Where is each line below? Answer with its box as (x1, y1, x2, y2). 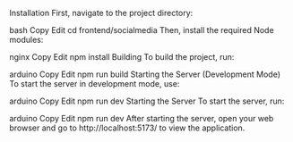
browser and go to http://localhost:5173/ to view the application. (9, 122, 246, 133)
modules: (9, 35, 44, 45)
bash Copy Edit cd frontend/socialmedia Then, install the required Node (9, 25, 275, 35)
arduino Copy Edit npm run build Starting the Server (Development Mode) (9, 69, 280, 79)
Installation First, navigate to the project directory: (9, 8, 194, 18)
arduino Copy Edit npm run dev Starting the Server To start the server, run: (9, 96, 285, 106)
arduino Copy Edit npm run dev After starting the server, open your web (9, 113, 274, 123)
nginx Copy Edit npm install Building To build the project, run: (9, 52, 235, 62)
